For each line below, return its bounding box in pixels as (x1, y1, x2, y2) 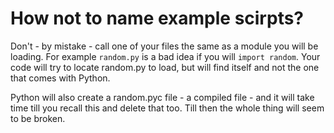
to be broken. (10, 112, 66, 124)
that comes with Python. (10, 72, 111, 84)
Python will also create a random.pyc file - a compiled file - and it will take (10, 91, 315, 103)
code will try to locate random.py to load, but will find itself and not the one (10, 61, 320, 73)
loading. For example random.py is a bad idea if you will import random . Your (10, 50, 321, 62)
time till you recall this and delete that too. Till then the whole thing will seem (10, 102, 325, 114)
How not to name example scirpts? (10, 7, 305, 30)
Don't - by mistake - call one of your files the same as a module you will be (10, 40, 319, 52)
